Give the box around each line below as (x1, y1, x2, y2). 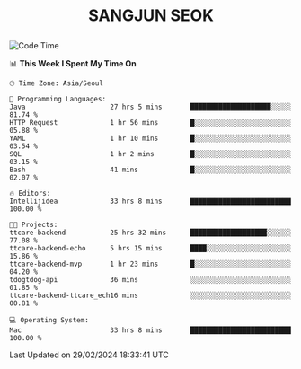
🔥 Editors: (9, 189, 51, 198)
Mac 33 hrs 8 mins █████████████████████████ (9, 326, 292, 335)
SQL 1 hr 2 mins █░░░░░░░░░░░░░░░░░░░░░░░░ (9, 150, 292, 159)
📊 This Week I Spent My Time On (9, 58, 137, 69)
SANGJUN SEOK (88, 5, 214, 26)
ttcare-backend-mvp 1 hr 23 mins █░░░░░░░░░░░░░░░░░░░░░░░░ (9, 259, 292, 269)
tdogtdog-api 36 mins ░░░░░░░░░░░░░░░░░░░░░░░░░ (9, 276, 292, 285)
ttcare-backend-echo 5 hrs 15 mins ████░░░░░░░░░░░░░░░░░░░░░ (9, 244, 292, 253)
